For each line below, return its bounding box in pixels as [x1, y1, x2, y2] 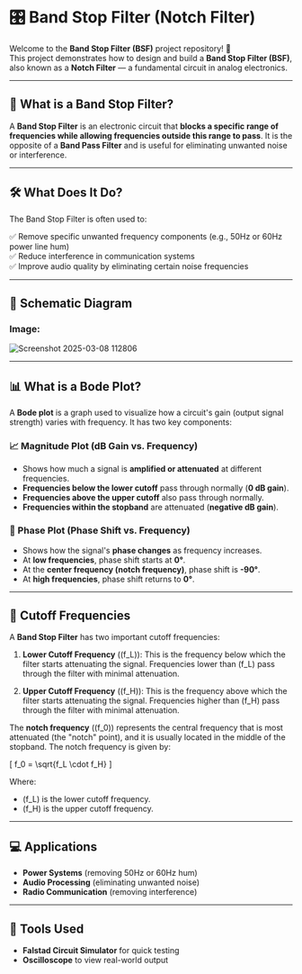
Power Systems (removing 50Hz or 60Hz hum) [22, 868, 198, 879]
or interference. [9, 149, 67, 160]
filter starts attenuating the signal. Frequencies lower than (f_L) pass [22, 659, 276, 670]
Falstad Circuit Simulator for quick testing [22, 945, 180, 956]
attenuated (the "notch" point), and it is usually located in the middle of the [9, 732, 286, 743]
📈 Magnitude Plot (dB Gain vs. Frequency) [9, 439, 199, 452]
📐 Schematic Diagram [9, 295, 133, 311]
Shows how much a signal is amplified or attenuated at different [22, 464, 262, 474]
